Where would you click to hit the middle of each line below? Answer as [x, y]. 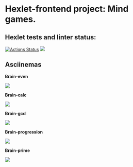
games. [21, 19]
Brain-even [17, 76]
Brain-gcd [15, 113]
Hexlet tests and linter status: [50, 37]
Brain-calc [16, 95]
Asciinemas [23, 65]
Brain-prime [17, 150]
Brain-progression [24, 132]
